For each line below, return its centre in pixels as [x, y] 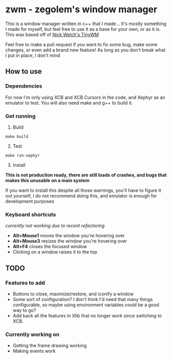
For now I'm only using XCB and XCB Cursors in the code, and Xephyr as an [85, 97]
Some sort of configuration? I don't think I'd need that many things [83, 299]
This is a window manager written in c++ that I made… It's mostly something [86, 24]
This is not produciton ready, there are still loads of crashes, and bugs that [86, 175]
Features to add [25, 283]
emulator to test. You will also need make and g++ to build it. [69, 103]
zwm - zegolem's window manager [81, 9]
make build [17, 136]
